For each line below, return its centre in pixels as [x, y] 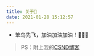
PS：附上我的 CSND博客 [50, 47]
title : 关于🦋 [22, 11]
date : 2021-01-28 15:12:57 [40, 17]
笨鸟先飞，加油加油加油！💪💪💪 [51, 34]
